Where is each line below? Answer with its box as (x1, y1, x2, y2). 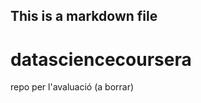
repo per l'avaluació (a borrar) (10, 81, 135, 93)
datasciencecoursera (10, 48, 192, 71)
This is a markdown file (10, 8, 158, 25)
